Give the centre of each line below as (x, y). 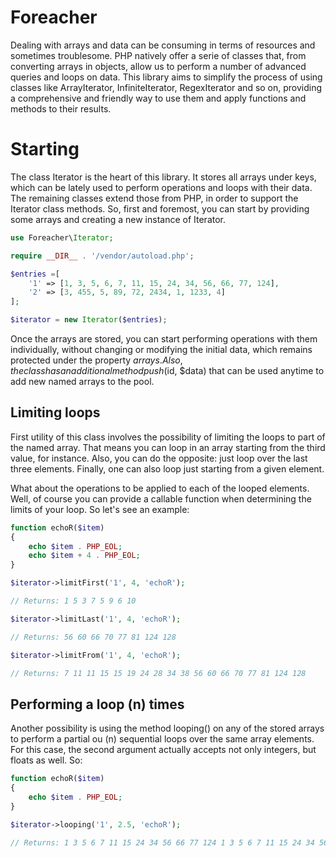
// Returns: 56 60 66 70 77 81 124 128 (93, 637)
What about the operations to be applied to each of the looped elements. (160, 488)
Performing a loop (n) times (97, 704)
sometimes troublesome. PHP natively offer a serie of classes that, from (158, 55)
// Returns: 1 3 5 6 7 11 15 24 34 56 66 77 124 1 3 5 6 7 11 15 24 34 (162, 842)
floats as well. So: (46, 760)
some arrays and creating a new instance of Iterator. (118, 219)
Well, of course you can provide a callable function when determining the (161, 498)
